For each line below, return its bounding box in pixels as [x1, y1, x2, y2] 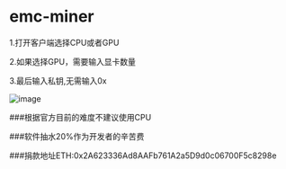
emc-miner [9, 6, 94, 27]
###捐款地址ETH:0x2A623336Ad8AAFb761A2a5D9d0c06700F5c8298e [9, 150, 277, 161]
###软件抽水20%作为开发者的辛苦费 [9, 130, 145, 141]
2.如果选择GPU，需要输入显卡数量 [9, 56, 137, 67]
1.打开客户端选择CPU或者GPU [9, 37, 120, 48]
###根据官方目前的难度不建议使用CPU [9, 111, 152, 122]
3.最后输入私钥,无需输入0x [9, 75, 107, 86]
